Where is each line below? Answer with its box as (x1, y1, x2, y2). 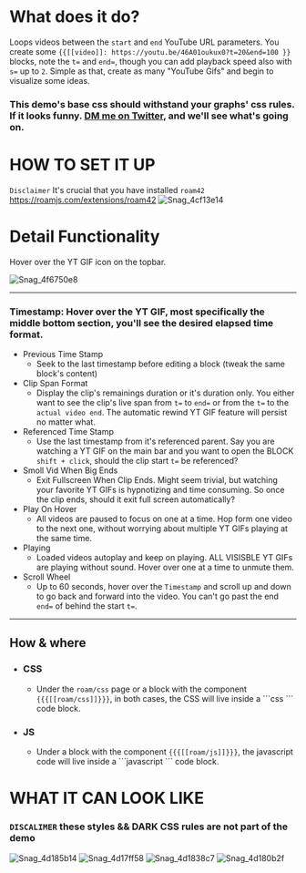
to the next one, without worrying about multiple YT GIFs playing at (36, 523, 289, 534)
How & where (9, 635, 87, 651)
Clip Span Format (22, 378, 88, 389)
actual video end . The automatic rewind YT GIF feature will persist (36, 407, 288, 418)
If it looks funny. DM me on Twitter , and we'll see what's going (9, 109, 289, 122)
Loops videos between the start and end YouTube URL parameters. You (9, 36, 280, 47)
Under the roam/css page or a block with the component (36, 683, 248, 694)
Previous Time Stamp (22, 349, 104, 360)
